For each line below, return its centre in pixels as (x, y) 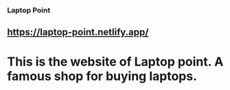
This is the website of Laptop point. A (115, 62)
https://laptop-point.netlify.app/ (78, 32)
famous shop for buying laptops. (102, 76)
